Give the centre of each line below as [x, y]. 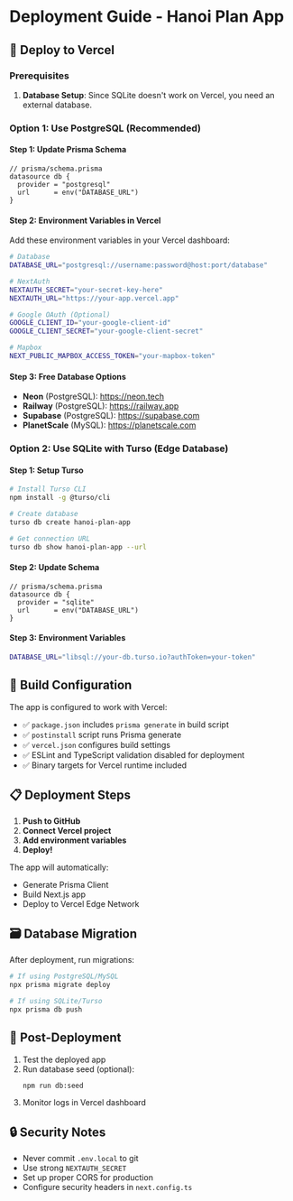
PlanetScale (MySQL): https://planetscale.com [109, 425]
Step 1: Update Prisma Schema [68, 150]
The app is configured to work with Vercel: [88, 707]
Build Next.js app [54, 894]
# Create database [44, 514]
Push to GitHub [51, 821]
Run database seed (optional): [78, 1069]
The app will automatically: [59, 867]
